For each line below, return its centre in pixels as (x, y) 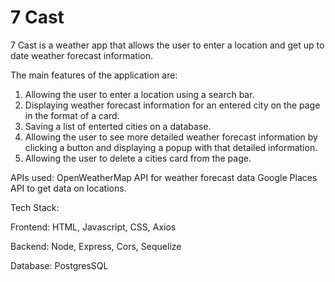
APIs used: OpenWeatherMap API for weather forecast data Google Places (164, 177)
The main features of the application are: (94, 75)
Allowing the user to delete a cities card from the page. (138, 158)
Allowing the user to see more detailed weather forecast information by (171, 137)
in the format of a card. (72, 115)
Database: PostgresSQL (59, 265)
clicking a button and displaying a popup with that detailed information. (171, 147)
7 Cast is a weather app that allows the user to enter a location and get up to (167, 45)
